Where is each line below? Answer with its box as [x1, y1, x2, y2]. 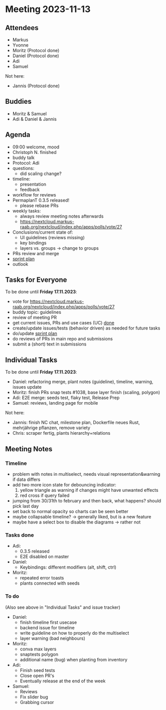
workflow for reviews [12, 192, 56, 198]
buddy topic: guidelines [12, 309, 62, 315]
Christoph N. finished [12, 149, 57, 155]
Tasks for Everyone [5, 276, 67, 284]
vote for [12, 298, 29, 304]
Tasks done [5, 531, 34, 539]
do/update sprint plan [12, 330, 58, 336]
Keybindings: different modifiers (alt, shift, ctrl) [20, 564, 117, 570]
